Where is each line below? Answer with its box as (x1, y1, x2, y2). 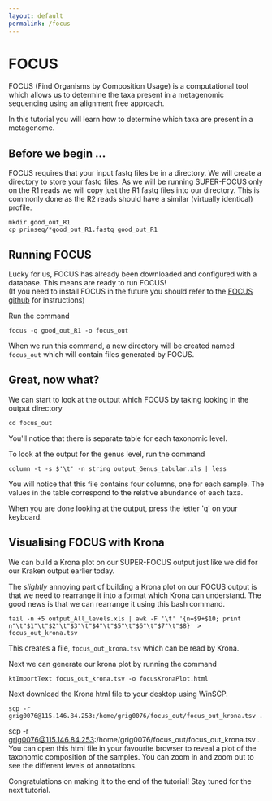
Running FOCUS (8, 247, 92, 261)
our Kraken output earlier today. (8, 566, 115, 576)
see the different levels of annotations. (8, 760, 137, 770)
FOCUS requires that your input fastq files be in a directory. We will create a (8, 168, 261, 178)
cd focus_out (8, 419, 53, 427)
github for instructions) (8, 295, 85, 305)
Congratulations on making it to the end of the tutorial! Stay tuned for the (8, 776, 252, 786)
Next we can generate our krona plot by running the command (8, 659, 218, 668)
